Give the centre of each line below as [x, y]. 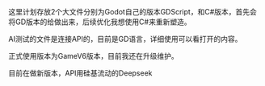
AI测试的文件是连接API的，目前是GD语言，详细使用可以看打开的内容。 [125, 39]
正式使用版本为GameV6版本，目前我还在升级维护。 [94, 56]
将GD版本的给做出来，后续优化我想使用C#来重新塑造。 [100, 22]
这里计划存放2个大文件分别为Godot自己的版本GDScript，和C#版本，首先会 [132, 12]
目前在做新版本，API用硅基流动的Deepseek [80, 73]
